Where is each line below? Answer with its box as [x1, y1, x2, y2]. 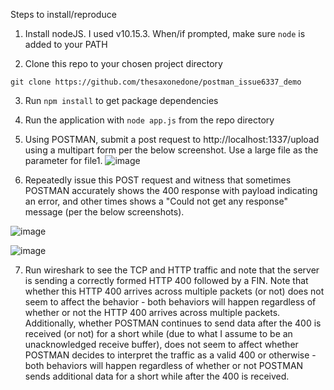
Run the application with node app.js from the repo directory [24, 114, 275, 126]
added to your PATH [24, 39, 108, 50]
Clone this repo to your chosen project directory [24, 58, 223, 69]
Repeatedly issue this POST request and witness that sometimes [24, 174, 292, 186]
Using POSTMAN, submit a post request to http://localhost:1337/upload [24, 134, 320, 145]
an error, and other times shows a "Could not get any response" [24, 195, 288, 207]
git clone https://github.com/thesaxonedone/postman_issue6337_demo [10, 77, 302, 87]
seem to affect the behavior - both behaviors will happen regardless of [24, 296, 317, 308]
